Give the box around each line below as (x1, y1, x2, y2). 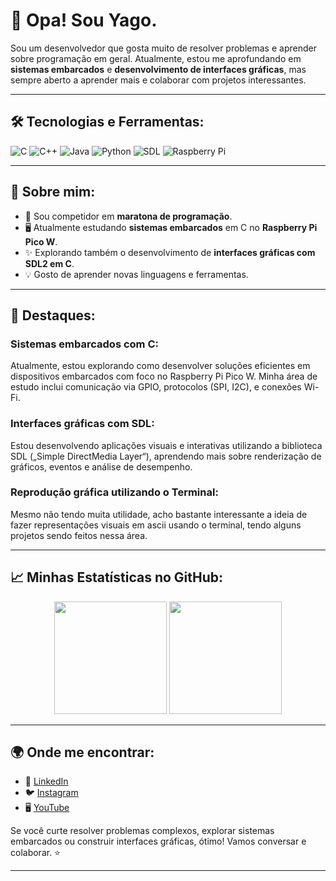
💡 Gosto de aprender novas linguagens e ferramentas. (24, 268, 249, 280)
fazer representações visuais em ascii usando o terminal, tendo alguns (10, 519, 302, 531)
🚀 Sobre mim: (10, 184, 96, 201)
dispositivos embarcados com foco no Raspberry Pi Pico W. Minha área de (10, 370, 318, 383)
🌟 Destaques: (10, 307, 96, 324)
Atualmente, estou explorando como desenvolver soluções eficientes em (10, 360, 311, 372)
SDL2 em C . (24, 257, 75, 269)
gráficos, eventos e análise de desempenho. (10, 460, 193, 473)
